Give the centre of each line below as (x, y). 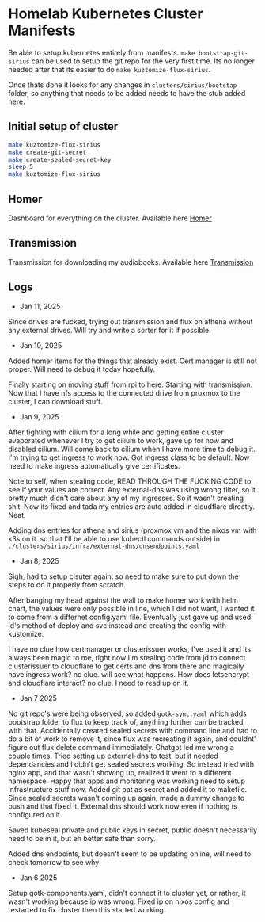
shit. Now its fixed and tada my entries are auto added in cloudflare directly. (131, 506)
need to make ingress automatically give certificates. (94, 465)
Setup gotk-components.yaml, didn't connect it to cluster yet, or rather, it (127, 893)
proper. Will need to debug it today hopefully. (82, 369)
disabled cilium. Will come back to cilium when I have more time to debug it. (132, 449)
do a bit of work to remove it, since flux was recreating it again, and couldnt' (132, 739)
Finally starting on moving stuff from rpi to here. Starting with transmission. (131, 384)
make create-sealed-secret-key (60, 159)
